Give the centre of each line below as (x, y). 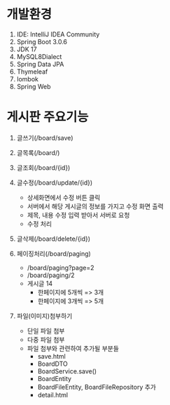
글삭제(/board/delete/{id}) (54, 239)
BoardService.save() (67, 371)
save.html (51, 356)
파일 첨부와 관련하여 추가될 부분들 (73, 348)
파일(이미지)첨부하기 (44, 316)
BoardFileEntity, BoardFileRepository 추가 (97, 387)
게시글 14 (40, 283)
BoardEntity (54, 378)
